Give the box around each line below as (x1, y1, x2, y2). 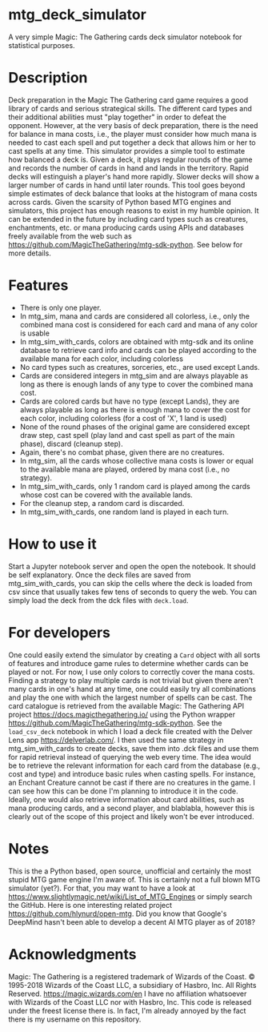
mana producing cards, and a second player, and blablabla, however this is (8, 803, 255, 813)
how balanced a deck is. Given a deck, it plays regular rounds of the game (8, 155, 253, 164)
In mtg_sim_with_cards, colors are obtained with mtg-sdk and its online (19, 336, 254, 346)
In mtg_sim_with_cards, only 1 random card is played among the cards (19, 481, 250, 491)
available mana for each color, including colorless (19, 354, 184, 363)
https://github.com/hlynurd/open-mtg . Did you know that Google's (8, 909, 227, 918)
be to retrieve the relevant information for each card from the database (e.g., (8, 761, 261, 770)
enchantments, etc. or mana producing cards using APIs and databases (8, 223, 244, 232)
